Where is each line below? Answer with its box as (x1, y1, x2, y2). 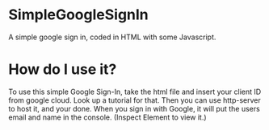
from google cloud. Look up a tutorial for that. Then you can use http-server (8, 95, 261, 105)
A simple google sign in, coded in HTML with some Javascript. (8, 32, 216, 42)
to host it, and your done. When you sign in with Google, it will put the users (8, 104, 260, 113)
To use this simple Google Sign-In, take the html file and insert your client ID (8, 87, 262, 96)
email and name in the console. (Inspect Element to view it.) (8, 112, 208, 122)
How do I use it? (8, 60, 117, 79)
